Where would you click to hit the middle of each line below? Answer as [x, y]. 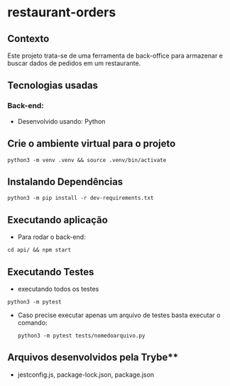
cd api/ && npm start [39, 250]
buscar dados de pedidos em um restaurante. [74, 63]
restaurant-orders [62, 12]
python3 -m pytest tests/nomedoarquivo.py [81, 336]
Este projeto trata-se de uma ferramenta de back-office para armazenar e [115, 55]
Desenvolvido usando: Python [61, 121]
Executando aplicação [57, 220]
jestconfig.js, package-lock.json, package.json [86, 375]
